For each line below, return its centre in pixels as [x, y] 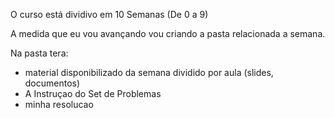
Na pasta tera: [39, 53]
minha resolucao [59, 104]
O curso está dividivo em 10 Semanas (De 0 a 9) [109, 14]
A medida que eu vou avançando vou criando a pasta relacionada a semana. [168, 33]
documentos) [52, 83]
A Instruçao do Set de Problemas [93, 93]
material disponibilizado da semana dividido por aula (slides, [149, 72]
